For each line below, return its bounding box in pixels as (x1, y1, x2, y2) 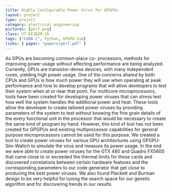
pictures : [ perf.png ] (5, 27, 52, 32)
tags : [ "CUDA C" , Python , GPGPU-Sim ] (5, 37, 86, 42)
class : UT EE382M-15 (5, 31, 50, 37)
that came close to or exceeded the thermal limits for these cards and (5, 153, 152, 160)
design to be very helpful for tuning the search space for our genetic (5, 176, 150, 182)
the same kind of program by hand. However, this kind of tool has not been (5, 120, 164, 127)
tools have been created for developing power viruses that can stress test (5, 93, 162, 99)
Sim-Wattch (5, 143, 30, 149)
